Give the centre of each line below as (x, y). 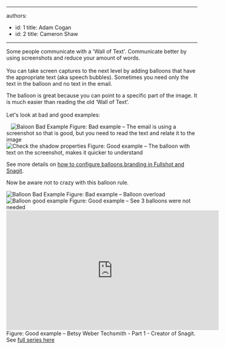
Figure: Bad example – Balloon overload (116, 194)
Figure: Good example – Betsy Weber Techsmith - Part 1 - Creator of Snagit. (101, 333)
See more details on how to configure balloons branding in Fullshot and (96, 164)
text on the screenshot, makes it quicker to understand (75, 152)
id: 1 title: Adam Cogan (43, 27)
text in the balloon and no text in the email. (59, 84)
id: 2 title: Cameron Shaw (47, 34)
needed (16, 207)
